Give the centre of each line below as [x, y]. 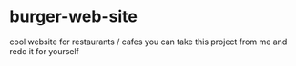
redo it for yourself [45, 51]
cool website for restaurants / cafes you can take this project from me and [148, 42]
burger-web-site [74, 17]
